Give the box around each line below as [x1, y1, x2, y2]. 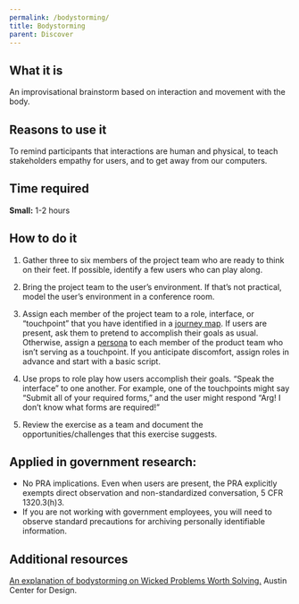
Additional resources [9, 551, 129, 566]
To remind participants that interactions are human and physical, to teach [9, 146, 278, 157]
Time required [9, 181, 89, 197]
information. [21, 525, 67, 537]
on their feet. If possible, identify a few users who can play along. [21, 264, 263, 275]
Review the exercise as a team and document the [21, 419, 203, 430]
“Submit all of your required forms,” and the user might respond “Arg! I [21, 392, 281, 403]
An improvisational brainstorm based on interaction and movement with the [9, 87, 286, 98]
